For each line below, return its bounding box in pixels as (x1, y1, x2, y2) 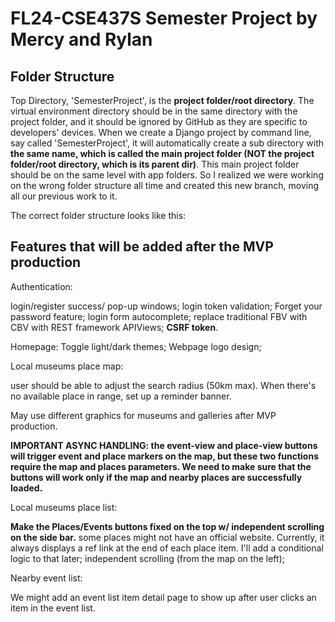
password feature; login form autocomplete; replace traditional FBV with (10, 310, 308, 322)
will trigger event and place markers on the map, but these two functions (10, 450, 319, 462)
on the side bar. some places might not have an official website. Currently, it (10, 531, 325, 543)
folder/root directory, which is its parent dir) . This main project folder (10, 158, 300, 170)
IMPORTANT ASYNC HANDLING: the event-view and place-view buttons (10, 439, 318, 451)
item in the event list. (10, 602, 96, 614)
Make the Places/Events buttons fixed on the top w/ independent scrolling (10, 520, 325, 532)
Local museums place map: (10, 360, 124, 372)
